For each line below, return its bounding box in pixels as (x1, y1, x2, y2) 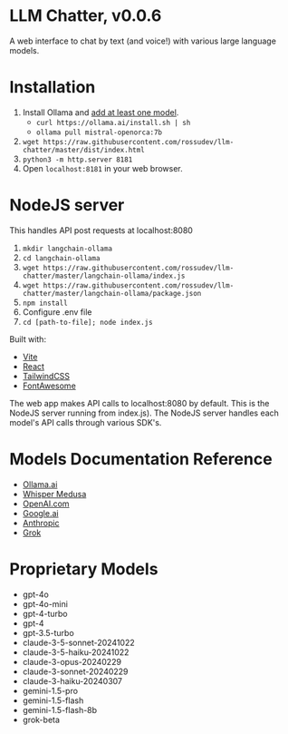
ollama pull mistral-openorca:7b (35, 128, 163, 137)
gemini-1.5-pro (22, 685, 79, 696)
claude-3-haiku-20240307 (22, 675, 123, 686)
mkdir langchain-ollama (22, 244, 113, 253)
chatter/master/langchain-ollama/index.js (22, 271, 186, 280)
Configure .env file (22, 306, 92, 318)
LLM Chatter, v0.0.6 (9, 5, 162, 26)
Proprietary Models (9, 559, 158, 579)
